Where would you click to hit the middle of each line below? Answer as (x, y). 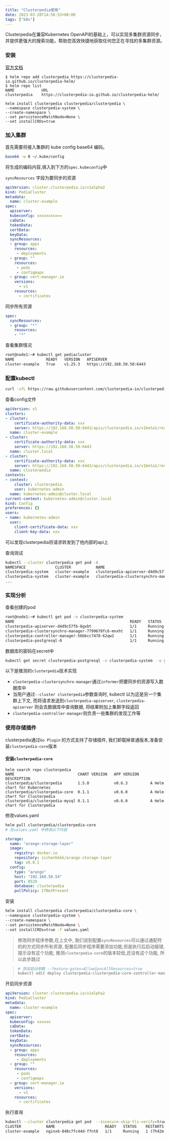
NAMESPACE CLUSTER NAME (55, 567)
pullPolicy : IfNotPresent (42, 891)
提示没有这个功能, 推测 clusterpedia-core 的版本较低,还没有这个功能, (88, 953)
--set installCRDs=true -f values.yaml (47, 930)
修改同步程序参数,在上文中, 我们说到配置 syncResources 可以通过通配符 (90, 940)
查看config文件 (21, 400)
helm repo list (26, 86)
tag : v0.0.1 (27, 863)
